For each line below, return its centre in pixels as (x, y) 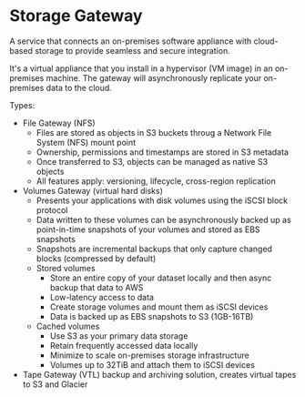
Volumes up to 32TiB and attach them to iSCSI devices (152, 364)
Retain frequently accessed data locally (124, 345)
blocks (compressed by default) (96, 258)
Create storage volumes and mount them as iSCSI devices (159, 307)
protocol (52, 209)
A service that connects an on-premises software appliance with (131, 41)
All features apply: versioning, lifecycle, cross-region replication (156, 181)
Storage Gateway (76, 16)
